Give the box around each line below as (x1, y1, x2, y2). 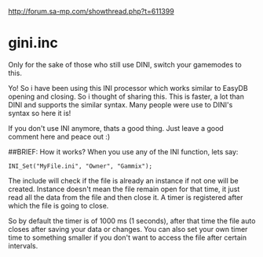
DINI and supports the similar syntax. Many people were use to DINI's (8, 100, 233, 109)
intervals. (8, 241, 38, 250)
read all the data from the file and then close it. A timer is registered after (8, 192, 243, 202)
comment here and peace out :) (8, 132, 111, 141)
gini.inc (8, 34, 59, 52)
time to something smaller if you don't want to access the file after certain (8, 233, 247, 242)
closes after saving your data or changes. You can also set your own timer (8, 224, 248, 233)
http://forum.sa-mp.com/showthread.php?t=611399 (8, 7, 174, 16)
